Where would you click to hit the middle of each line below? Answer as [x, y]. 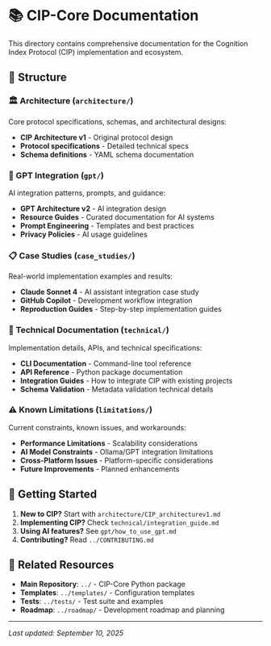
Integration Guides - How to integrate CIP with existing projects [126, 380]
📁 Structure [38, 78]
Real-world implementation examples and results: [91, 276]
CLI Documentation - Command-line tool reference [106, 363]
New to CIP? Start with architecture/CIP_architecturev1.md [120, 514]
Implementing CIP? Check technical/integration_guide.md [119, 522]
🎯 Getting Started [53, 495]
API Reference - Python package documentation [101, 371]
